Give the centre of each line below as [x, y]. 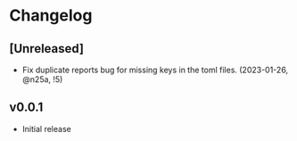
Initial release [46, 129]
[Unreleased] [47, 49]
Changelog [51, 16]
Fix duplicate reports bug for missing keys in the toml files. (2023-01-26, [155, 70]
